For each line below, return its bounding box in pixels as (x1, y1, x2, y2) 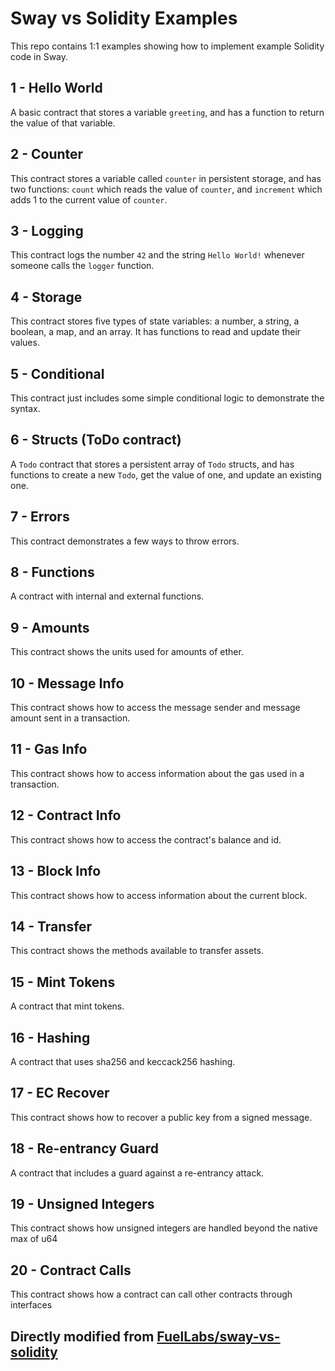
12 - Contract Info (10, 807, 122, 824)
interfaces (10, 1299, 53, 1311)
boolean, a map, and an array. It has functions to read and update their (10, 326, 302, 338)
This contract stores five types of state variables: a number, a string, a (10, 315, 300, 327)
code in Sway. (10, 50, 69, 62)
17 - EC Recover (10, 1085, 110, 1102)
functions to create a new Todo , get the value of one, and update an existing (10, 468, 322, 481)
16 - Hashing (10, 1029, 91, 1046)
